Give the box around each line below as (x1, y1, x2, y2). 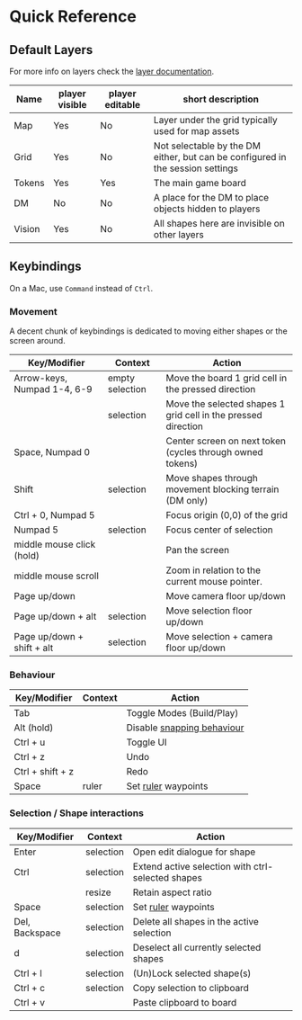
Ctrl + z (13, 751, 45, 764)
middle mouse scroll (13, 569, 99, 582)
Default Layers (9, 42, 93, 58)
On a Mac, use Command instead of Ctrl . (9, 282, 154, 293)
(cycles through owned (165, 446, 263, 459)
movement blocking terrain (165, 483, 280, 496)
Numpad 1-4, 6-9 (13, 383, 93, 396)
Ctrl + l (13, 967, 42, 980)
